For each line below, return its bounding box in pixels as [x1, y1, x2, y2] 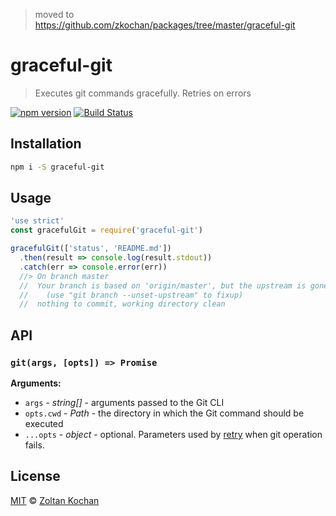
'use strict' [10, 216, 65, 226]
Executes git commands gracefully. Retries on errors [34, 87, 252, 99]
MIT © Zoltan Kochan [10, 494, 100, 506]
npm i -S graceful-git [10, 162, 105, 172]
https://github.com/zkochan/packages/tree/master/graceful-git [34, 19, 296, 31]
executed [24, 418, 64, 429]
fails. [24, 439, 45, 451]
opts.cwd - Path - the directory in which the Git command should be [24, 407, 305, 419]
